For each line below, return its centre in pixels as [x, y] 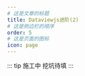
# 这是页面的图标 [28, 39]
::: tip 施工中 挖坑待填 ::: [40, 65]
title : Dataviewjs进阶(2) [43, 20]
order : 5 [20, 33]
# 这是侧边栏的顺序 [31, 26]
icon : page [23, 45]
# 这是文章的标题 [28, 13]
